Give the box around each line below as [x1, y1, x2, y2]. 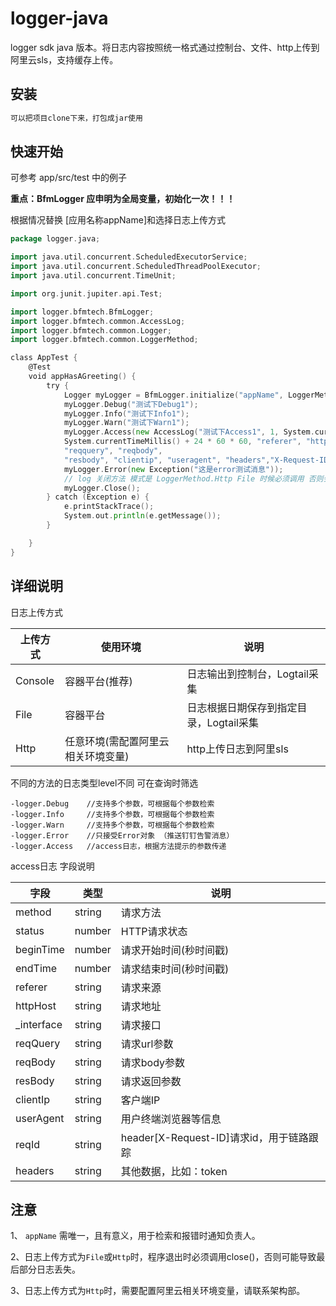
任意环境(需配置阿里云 [64, 734, 170, 748]
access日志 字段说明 [10, 860, 95, 872]
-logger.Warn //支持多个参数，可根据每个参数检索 [10, 820, 215, 830]
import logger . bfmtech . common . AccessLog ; [10, 316, 186, 326]
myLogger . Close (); [63, 483, 141, 493]
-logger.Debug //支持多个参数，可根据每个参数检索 [10, 798, 215, 809]
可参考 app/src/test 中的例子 [10, 172, 127, 184]
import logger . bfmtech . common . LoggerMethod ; [10, 335, 199, 345]
